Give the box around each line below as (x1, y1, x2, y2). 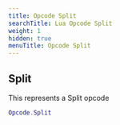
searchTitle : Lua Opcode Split (8, 19, 113, 27)
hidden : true (8, 34, 52, 43)
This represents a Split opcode (8, 93, 110, 102)
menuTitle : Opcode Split (8, 42, 91, 50)
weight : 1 (8, 27, 42, 35)
